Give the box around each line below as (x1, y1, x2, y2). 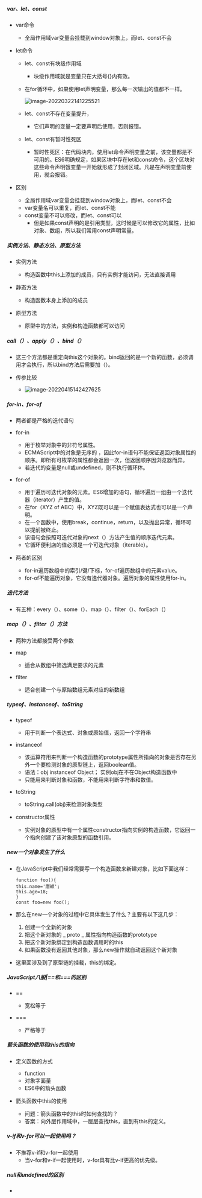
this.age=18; (15, 889, 49, 895)
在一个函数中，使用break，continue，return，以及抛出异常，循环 (24, 518, 186, 525)
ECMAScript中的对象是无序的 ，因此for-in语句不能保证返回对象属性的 (24, 449, 197, 456)
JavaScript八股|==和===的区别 (7, 974, 87, 981)
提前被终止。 (29, 526, 62, 533)
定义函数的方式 (15, 1057, 53, 1065)
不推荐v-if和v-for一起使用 (15, 1149, 79, 1156)
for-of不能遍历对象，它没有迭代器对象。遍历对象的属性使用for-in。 (24, 574, 190, 582)
